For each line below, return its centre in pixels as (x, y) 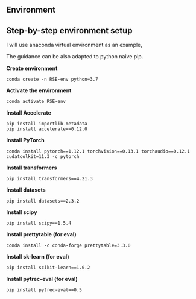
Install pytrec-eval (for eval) (42, 279)
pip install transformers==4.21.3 (50, 179)
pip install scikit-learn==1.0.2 (48, 268)
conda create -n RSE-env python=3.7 (52, 80)
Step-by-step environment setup (69, 30)
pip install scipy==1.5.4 (39, 223)
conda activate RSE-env (36, 102)
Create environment (32, 68)
